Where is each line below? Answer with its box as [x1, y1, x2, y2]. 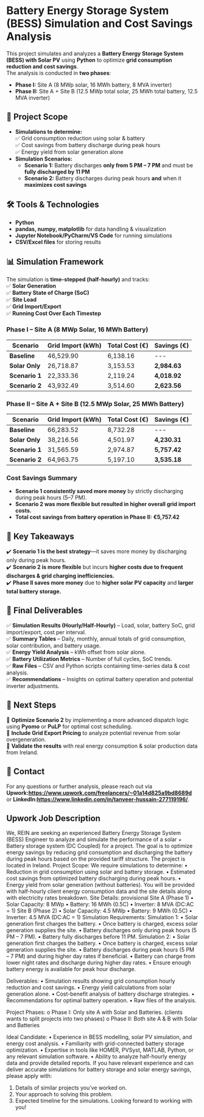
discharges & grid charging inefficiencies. [6, 572, 114, 580]
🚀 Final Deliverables [6, 605, 83, 616]
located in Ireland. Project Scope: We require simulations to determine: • [6, 862, 188, 869]
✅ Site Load [6, 296, 37, 303]
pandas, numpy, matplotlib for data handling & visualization [15, 225, 166, 233]
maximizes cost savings [24, 181, 87, 188]
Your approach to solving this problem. [15, 1091, 113, 1098]
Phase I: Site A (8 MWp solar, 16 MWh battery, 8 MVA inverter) [15, 81, 172, 89]
